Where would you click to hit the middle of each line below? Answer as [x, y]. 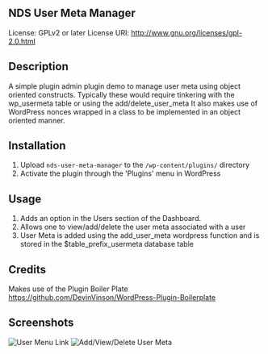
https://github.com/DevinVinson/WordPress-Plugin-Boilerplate [112, 298]
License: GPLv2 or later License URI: [69, 32]
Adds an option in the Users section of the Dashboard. [111, 219]
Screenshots [41, 323]
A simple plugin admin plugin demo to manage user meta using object [124, 86]
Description [38, 67]
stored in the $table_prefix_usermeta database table [107, 244]
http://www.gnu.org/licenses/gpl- [186, 32]
